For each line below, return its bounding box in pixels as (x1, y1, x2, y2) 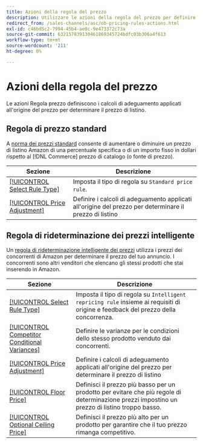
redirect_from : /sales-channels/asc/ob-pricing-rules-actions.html (6, 20, 180, 26)
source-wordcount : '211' (6, 43, 69, 49)
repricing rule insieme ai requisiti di (75, 298, 181, 306)
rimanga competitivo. (75, 428, 136, 437)
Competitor (9, 331, 42, 339)
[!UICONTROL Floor (9, 388, 65, 397)
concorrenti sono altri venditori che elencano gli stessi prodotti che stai (6, 259, 184, 267)
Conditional (9, 338, 42, 346)
